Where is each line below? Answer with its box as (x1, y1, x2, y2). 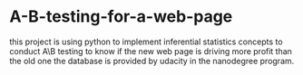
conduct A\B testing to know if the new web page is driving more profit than (9, 45, 293, 56)
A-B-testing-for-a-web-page (9, 6, 233, 27)
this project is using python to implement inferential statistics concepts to (9, 36, 283, 47)
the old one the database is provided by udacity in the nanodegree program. (9, 55, 295, 66)
